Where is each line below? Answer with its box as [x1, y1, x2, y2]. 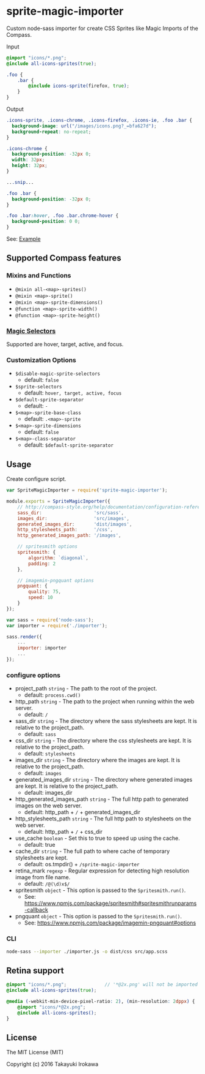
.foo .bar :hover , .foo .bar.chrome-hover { [6, 213, 119, 219]
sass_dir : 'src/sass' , [17, 510, 124, 516]
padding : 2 [28, 561, 56, 567]
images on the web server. [15, 802, 82, 809]
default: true [24, 841, 56, 849]
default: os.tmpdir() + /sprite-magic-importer [24, 861, 140, 868]
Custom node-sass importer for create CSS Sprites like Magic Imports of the [6, 25, 198, 32]
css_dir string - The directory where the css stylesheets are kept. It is [15, 737, 192, 744]
